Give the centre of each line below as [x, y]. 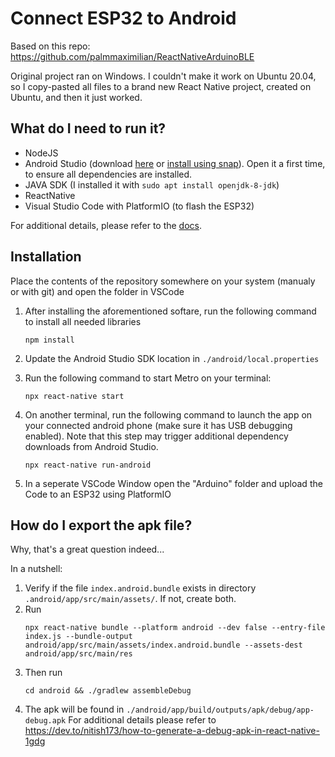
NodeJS [41, 153]
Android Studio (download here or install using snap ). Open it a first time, [175, 163]
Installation [46, 257]
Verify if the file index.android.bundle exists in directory [140, 588]
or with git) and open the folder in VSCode [97, 291]
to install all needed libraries [83, 321]
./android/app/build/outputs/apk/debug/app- [220, 710]
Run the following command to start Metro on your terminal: [148, 378]
